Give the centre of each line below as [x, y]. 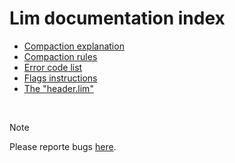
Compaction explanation [74, 46]
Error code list [53, 67]
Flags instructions [60, 78]
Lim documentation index [117, 18]
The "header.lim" [58, 88]
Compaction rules [60, 56]
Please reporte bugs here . [63, 146]
